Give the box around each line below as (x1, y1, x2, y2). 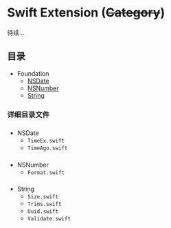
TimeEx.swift (27, 137, 65, 144)
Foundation (16, 69, 49, 77)
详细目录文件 (7, 110, 50, 119)
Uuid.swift (27, 208, 59, 215)
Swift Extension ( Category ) (7, 5, 166, 21)
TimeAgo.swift (27, 145, 68, 152)
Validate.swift (27, 216, 71, 222)
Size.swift (27, 194, 59, 200)
